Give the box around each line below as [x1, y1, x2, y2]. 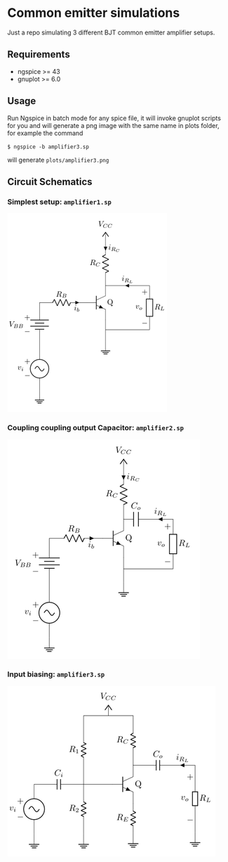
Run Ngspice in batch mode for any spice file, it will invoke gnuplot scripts [7, 114, 221, 122]
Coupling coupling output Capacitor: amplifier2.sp [7, 423, 185, 433]
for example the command [7, 129, 83, 137]
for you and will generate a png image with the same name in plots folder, [7, 121, 220, 129]
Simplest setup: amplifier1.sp [7, 197, 112, 207]
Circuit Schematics [7, 176, 93, 188]
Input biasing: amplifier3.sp [7, 669, 105, 679]
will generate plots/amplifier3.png [7, 155, 109, 164]
